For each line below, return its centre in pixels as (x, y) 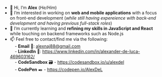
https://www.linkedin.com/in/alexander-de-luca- (91, 51)
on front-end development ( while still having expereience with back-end (83, 18)
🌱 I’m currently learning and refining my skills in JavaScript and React (81, 28)
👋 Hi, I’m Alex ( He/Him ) (33, 8)
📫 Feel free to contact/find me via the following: (59, 39)
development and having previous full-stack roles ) (61, 23)
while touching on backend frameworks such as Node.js (67, 34)
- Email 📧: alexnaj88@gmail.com (48, 46)
